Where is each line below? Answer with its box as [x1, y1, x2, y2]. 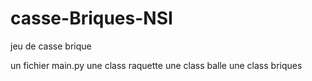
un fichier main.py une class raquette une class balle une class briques [10, 59, 303, 71]
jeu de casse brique [10, 40, 92, 52]
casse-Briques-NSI [10, 7, 173, 30]
